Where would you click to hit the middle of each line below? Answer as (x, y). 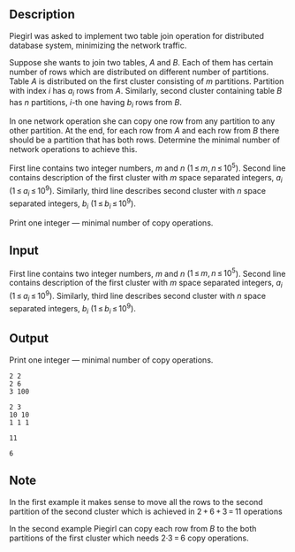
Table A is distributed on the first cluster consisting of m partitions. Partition (147, 81)
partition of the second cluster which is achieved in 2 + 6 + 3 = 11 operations (146, 511)
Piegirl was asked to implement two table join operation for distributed (137, 35)
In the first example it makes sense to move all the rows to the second (136, 502)
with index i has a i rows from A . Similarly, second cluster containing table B (146, 92)
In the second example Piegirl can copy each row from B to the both (133, 528)
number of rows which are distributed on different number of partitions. (139, 72)
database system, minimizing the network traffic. (98, 45)
